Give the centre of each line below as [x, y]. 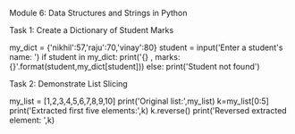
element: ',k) [32, 120]
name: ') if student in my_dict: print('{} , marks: [95, 57]
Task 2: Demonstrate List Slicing [68, 84]
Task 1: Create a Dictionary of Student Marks [92, 30]
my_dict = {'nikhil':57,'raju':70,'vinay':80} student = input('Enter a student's [146, 47]
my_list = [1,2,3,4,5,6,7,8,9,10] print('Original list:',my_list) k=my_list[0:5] [139, 101]
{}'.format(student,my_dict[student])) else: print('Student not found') [135, 67]
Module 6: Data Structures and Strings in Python [98, 13]
